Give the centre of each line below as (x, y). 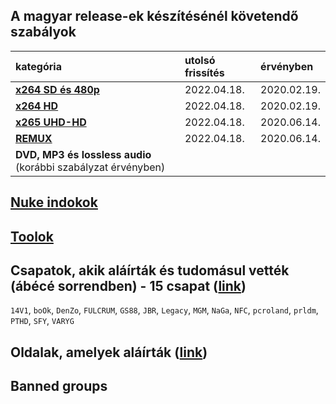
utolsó (200, 60)
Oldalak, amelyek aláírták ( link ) (109, 352)
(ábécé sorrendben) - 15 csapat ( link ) (128, 285)
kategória (38, 66)
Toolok (32, 236)
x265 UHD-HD (51, 122)
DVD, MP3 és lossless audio (83, 154)
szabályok (43, 32)
